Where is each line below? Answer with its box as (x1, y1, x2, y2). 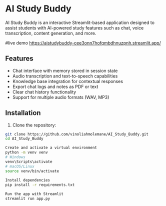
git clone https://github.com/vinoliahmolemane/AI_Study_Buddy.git (5, 131, 149, 136)
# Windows (5, 154, 26, 160)
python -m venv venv (5, 150, 48, 155)
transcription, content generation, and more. (5, 30, 96, 36)
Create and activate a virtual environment (5, 145, 97, 150)
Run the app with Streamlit (5, 191, 64, 196)
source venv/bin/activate (5, 168, 59, 173)
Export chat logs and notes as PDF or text (12, 83, 98, 89)
